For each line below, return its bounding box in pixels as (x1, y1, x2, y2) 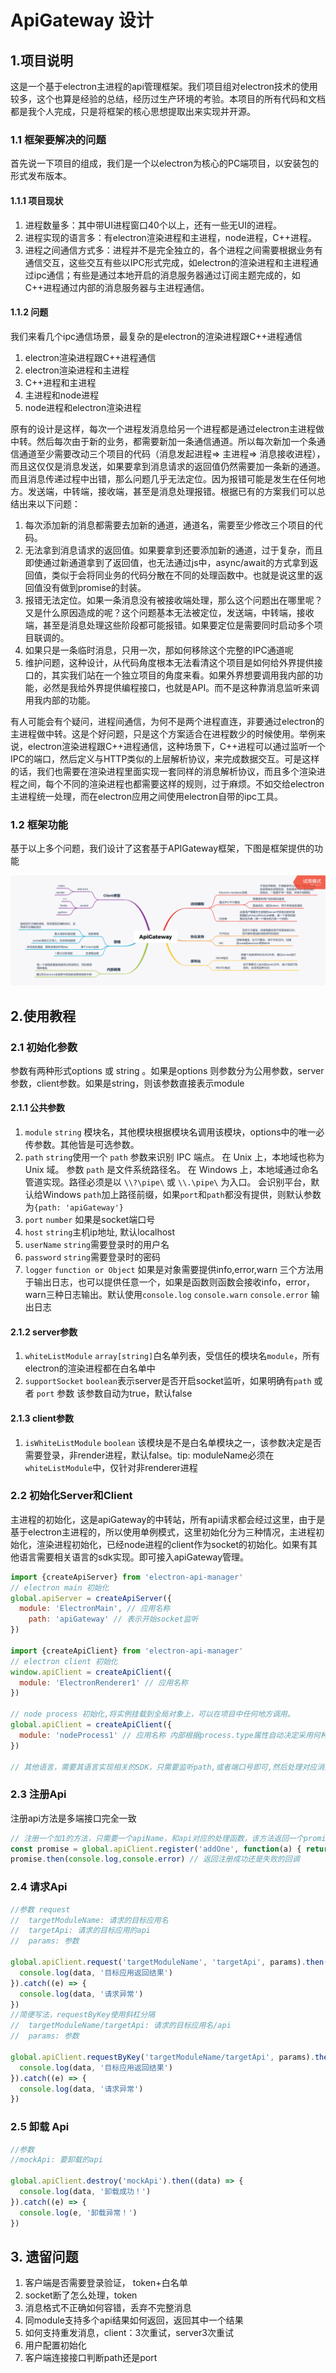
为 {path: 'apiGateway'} (24, 1201, 124, 1213)
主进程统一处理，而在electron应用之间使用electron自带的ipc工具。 (10, 790, 283, 802)
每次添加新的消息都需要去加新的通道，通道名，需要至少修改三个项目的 (24, 519, 315, 531)
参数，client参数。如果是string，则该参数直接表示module (10, 1077, 245, 1089)
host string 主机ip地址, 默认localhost (24, 1226, 176, 1238)
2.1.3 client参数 (10, 1412, 74, 1424)
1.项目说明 (10, 52, 74, 69)
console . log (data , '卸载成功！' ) (19, 2187, 152, 2197)
